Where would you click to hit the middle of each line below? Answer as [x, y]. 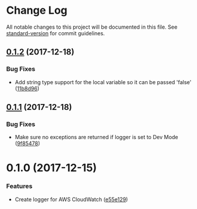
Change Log [37, 10]
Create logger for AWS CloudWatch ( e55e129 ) [71, 199]
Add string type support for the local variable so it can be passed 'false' [103, 82]
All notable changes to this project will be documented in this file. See [92, 27]
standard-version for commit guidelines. [56, 33]
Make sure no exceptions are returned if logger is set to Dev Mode [96, 137]
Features [19, 186]
